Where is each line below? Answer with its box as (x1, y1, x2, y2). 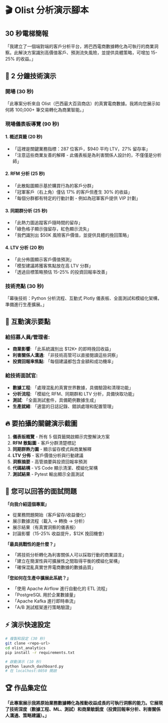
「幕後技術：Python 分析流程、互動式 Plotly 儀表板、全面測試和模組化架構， (5, 295, 162, 301)
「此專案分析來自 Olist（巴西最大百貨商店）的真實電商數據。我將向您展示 (5, 100, 156, 106)
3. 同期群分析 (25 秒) (5, 207, 48, 213)
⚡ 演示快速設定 (5, 620, 51, 629)
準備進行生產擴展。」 (5, 301, 47, 307)
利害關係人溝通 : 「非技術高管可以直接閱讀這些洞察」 (12, 352, 120, 358)
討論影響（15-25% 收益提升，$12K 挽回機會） (12, 530, 107, 536)
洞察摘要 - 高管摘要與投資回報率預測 (12, 458, 87, 464)
